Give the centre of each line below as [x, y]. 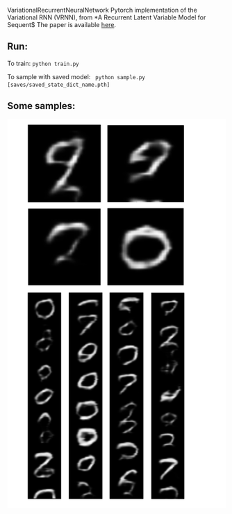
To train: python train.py [43, 63]
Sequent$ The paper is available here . [62, 25]
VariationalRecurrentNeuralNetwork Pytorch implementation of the [102, 10]
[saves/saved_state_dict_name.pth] [59, 85]
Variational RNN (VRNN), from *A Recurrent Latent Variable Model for [107, 17]
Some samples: [41, 106]
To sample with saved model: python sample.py [76, 76]
